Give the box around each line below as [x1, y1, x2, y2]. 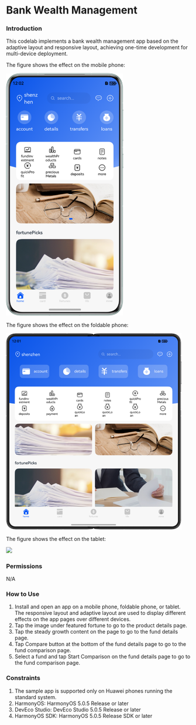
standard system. [14, 693, 57, 700]
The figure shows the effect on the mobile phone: [6, 62, 126, 69]
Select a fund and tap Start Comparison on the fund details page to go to [14, 653, 191, 660]
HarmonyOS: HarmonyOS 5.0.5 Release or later [14, 700, 129, 707]
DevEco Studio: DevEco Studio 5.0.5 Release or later [14, 706, 142, 713]
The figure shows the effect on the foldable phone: [6, 322, 129, 329]
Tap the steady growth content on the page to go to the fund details [14, 628, 178, 635]
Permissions [6, 562, 43, 570]
